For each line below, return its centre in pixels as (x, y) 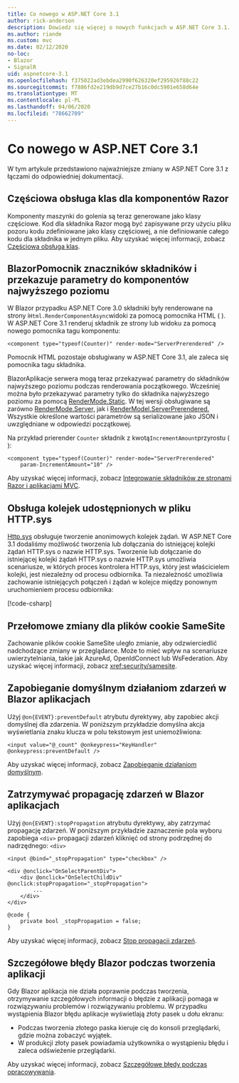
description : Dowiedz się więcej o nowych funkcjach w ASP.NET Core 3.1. (119, 27)
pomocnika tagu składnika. (47, 365)
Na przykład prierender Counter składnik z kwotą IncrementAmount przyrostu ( (118, 438)
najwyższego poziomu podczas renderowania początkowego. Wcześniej (114, 386)
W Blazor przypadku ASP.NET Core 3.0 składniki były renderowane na (110, 308)
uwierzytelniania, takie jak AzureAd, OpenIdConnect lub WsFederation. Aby (118, 658)
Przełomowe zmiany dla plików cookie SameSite (116, 626)
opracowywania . (32, 1072)
